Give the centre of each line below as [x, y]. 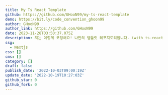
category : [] [19, 61]
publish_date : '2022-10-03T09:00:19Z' [46, 71]
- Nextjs [19, 47]
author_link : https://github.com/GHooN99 [49, 29]
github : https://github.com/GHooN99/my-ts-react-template [67, 15]
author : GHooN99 [22, 24]
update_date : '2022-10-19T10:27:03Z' [45, 75]
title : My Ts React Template [36, 10]
